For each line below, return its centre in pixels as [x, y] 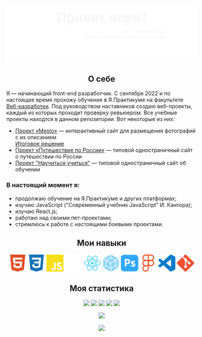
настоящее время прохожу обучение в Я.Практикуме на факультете [95, 100]
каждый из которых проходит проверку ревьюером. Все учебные [92, 113]
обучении [28, 169]
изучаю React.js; [36, 211]
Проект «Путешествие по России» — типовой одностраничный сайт [104, 150]
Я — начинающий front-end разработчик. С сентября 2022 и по [88, 93]
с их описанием [35, 137]
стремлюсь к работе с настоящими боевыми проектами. [89, 224]
